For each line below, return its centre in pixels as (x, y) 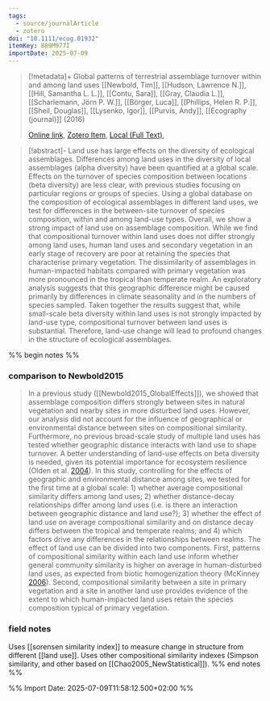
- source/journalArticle (57, 23)
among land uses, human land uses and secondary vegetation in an (140, 245)
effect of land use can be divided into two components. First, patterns (144, 548)
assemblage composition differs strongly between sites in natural (137, 402)
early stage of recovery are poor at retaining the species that (129, 254)
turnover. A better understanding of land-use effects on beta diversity (144, 454)
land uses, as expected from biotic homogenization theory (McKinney (144, 573)
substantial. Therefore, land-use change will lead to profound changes (145, 331)
